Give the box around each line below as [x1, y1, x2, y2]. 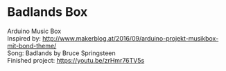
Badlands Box [7, 4, 88, 20]
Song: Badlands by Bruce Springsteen [7, 49, 116, 57]
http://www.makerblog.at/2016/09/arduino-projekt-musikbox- [42, 34, 219, 42]
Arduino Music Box [7, 27, 62, 35]
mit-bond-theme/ [7, 41, 57, 50]
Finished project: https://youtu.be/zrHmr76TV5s [7, 56, 145, 64]
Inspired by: [7, 34, 42, 42]
